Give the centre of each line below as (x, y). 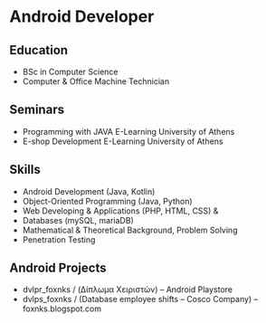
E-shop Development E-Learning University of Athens (123, 141)
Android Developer (82, 17)
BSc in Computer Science (70, 71)
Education (39, 50)
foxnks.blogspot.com (62, 309)
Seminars (37, 110)
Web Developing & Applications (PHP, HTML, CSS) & (120, 211)
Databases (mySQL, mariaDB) (78, 220)
